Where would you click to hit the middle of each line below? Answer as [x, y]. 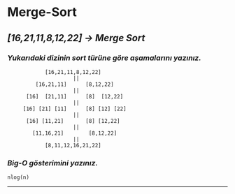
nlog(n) [19, 178]
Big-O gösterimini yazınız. [52, 163]
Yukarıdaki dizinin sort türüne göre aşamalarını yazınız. [104, 58]
